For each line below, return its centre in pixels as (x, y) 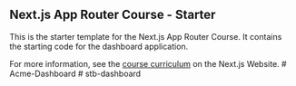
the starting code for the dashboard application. (99, 46)
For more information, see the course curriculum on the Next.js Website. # (148, 63)
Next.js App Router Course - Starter (113, 15)
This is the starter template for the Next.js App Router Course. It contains (146, 36)
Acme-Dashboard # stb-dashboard (75, 73)
